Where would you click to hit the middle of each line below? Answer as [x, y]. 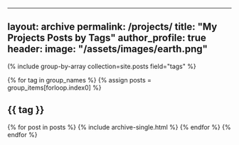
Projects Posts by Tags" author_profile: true [107, 38]
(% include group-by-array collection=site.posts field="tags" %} [102, 66]
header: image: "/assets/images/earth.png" [108, 49]
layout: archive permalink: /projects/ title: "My [112, 27]
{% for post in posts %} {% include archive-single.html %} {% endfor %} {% [119, 127]
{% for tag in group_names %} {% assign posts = [79, 80]
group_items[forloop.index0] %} [54, 87]
